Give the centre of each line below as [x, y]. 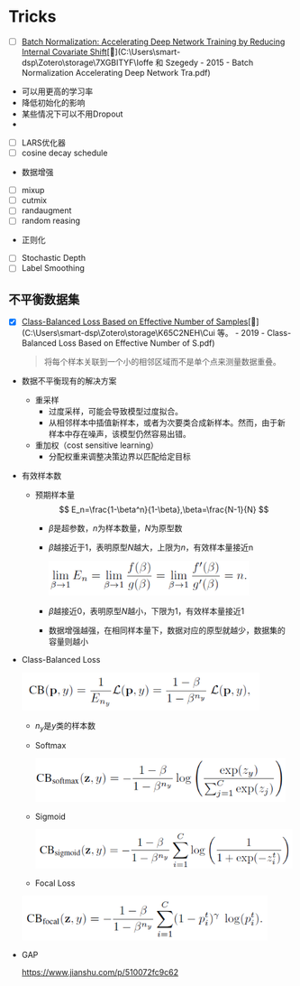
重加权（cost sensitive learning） [96, 445]
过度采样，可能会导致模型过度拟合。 [116, 412]
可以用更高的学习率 [57, 91]
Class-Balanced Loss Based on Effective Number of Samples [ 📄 [139, 321]
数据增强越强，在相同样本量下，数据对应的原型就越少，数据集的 [167, 630]
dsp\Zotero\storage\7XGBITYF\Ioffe [87, 62]
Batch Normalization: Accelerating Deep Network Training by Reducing [153, 42]
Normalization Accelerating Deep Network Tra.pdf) [116, 73]
